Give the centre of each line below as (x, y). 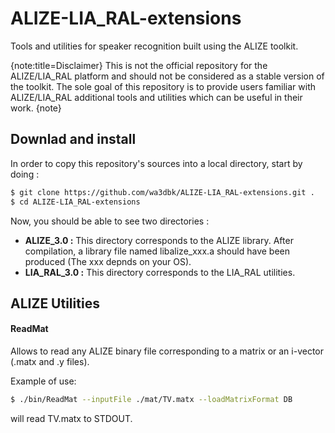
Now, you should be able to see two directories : (110, 221)
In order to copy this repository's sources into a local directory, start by (156, 163)
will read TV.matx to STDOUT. (71, 418)
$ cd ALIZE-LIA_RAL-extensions (75, 202)
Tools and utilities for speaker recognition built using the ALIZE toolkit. (154, 46)
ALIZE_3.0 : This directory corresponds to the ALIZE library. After (159, 240)
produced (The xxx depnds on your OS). (108, 261)
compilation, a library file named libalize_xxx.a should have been (157, 251)
